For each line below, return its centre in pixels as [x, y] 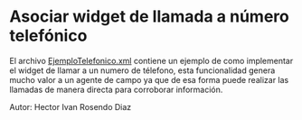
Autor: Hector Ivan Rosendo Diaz [71, 106]
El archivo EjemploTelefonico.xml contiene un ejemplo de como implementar [151, 60]
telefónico [48, 36]
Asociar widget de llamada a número [149, 17]
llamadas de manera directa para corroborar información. [116, 89]
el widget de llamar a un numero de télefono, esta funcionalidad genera [142, 70]
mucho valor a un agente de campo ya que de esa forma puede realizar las [149, 79]
